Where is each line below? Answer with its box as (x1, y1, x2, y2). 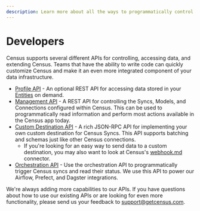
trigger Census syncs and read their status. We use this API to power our (14, 167, 195, 175)
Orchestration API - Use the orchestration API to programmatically (14, 161, 178, 168)
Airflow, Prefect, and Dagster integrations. (14, 174, 118, 181)
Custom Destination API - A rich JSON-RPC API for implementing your (14, 123, 187, 130)
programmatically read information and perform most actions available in (14, 110, 195, 117)
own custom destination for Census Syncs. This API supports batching (14, 129, 189, 136)
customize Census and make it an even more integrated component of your (6, 67, 192, 74)
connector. (23, 155, 51, 162)
